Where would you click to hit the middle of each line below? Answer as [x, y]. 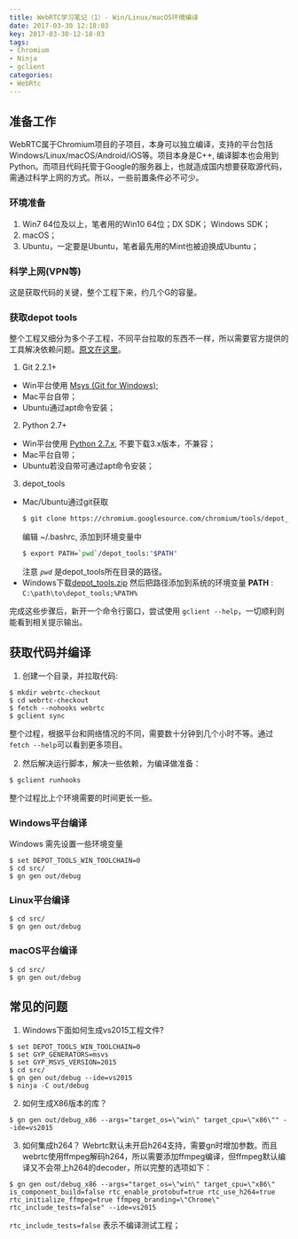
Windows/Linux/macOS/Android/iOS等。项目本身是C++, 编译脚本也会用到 [144, 155]
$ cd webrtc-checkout [49, 700]
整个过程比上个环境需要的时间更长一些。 [83, 797]
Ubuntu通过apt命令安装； [69, 408]
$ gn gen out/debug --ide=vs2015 [71, 1078]
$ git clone [44, 519]
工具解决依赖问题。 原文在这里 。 [67, 349]
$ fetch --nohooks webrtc [57, 708]
